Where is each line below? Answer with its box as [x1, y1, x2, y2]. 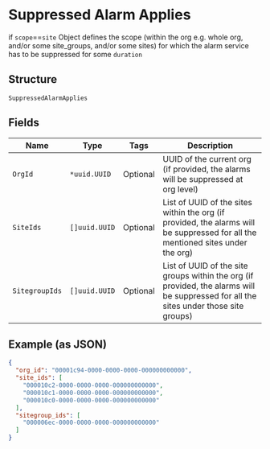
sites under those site [162, 300, 244, 311]
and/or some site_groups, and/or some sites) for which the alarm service [8, 40, 249, 50]
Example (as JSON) [8, 337, 107, 351]
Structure [8, 72, 58, 86]
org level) [162, 183, 198, 195]
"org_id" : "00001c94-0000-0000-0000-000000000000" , [15, 366, 193, 375]
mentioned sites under [162, 237, 247, 248]
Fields [8, 116, 40, 130]
